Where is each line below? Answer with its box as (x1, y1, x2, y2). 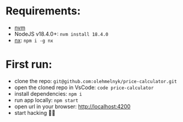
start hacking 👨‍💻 (14, 109, 56, 116)
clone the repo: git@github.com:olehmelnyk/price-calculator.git (14, 77, 178, 84)
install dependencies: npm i (14, 90, 82, 97)
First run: (5, 58, 52, 71)
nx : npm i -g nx (14, 36, 53, 44)
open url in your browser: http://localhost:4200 (14, 103, 131, 110)
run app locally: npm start (14, 96, 79, 103)
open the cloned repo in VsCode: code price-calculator (14, 84, 154, 91)
